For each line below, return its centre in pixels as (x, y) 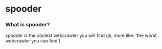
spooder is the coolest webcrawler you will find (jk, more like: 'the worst (81, 35)
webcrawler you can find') (33, 41)
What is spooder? (28, 25)
